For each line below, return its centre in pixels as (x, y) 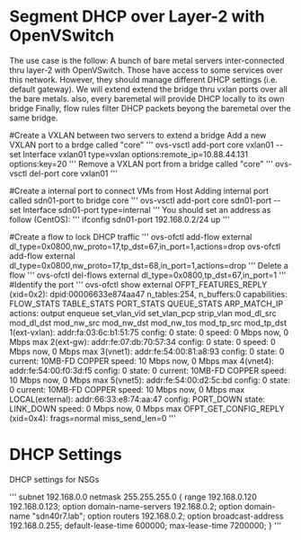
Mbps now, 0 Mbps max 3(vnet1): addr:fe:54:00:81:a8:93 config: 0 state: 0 (147, 351)
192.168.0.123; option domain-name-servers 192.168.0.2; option (126, 506)
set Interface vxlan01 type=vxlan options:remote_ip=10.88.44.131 (129, 154)
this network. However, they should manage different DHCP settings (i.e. (144, 79)
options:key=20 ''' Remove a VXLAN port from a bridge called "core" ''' (142, 164)
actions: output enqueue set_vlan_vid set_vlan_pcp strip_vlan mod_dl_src (143, 313)
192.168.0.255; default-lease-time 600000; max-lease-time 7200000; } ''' (146, 525)
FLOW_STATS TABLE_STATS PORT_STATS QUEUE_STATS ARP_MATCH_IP (146, 304)
